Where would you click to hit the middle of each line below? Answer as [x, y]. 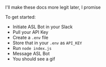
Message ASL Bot [31, 53]
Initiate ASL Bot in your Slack [43, 27]
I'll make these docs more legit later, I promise [53, 7]
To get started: [21, 17]
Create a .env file [31, 38]
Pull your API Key [31, 32]
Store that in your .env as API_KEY [47, 43]
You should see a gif [34, 59]
